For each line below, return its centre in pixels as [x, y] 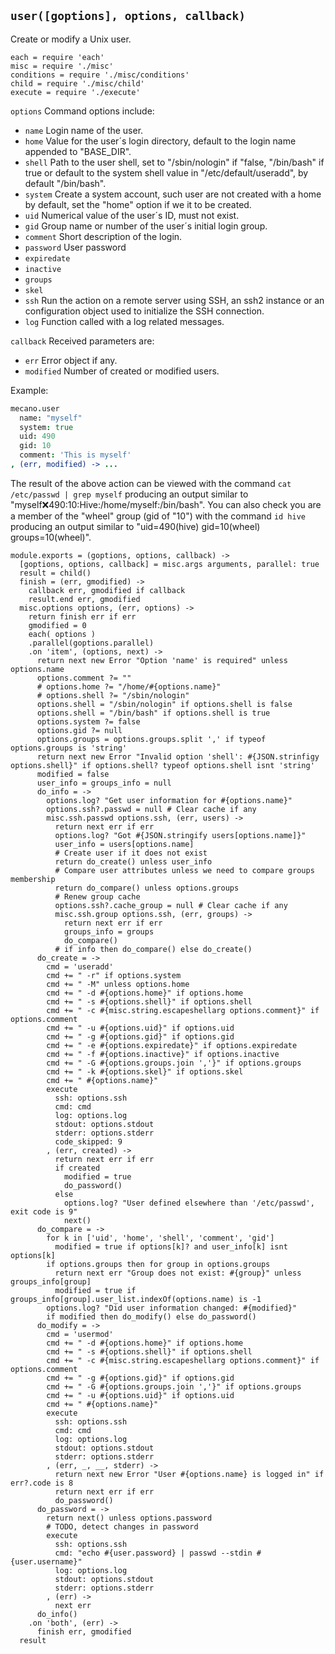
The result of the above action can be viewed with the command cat [151, 483]
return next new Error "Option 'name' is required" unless [162, 660]
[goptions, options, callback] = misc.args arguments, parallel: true [169, 564]
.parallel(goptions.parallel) [91, 643]
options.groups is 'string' [69, 748]
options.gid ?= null [79, 730]
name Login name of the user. [84, 130]
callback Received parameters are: [82, 341]
